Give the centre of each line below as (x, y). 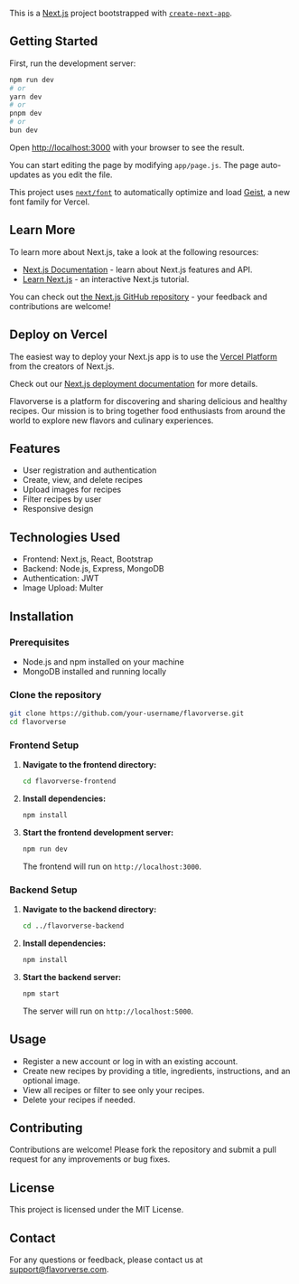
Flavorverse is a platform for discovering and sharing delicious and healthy (148, 401)
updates (25, 175)
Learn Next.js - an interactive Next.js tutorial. (106, 279)
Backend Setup (44, 890)
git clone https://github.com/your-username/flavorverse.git (127, 713)
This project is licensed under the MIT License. (97, 1210)
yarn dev (26, 97)
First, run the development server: (73, 63)
